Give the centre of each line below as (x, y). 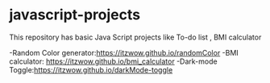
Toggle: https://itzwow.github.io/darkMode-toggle (91, 69)
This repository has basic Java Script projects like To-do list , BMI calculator (135, 37)
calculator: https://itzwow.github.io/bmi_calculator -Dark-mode (113, 61)
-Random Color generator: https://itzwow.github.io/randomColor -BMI (124, 52)
